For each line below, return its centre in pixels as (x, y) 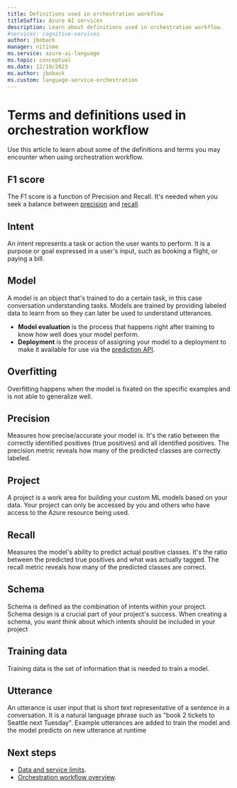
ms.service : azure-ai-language (54, 54)
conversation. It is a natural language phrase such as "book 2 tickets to (111, 715)
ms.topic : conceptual (39, 60)
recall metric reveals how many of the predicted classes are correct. (107, 567)
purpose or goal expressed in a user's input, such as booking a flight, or (112, 251)
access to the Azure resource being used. (68, 513)
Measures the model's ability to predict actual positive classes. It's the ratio (117, 552)
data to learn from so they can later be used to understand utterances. (110, 313)
